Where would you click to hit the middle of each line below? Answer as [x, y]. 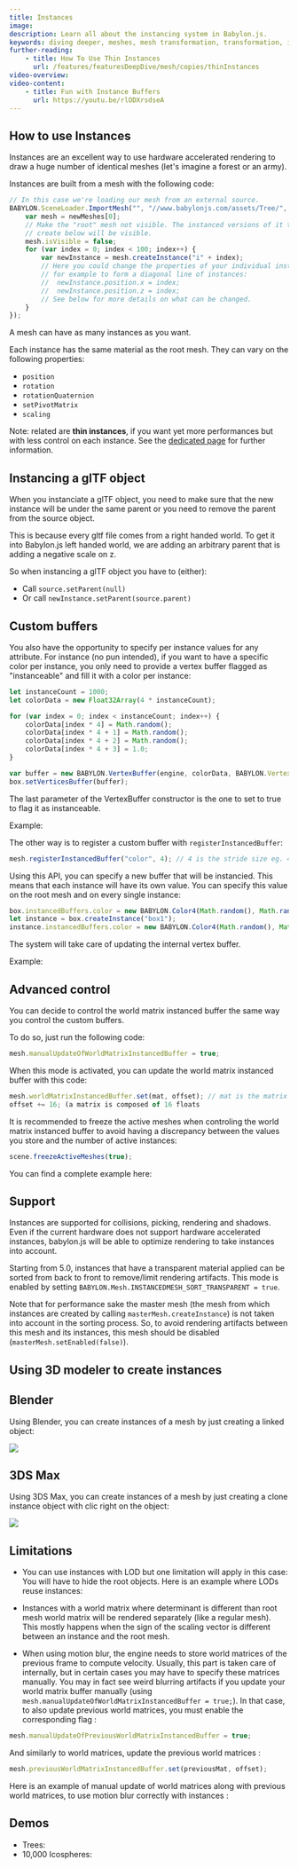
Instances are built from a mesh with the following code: [112, 184]
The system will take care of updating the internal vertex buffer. [125, 944]
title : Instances [41, 17]
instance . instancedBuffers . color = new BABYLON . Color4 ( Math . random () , [142, 927]
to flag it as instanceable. [55, 808]
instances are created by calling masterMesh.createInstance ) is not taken [142, 1313]
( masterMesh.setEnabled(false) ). [69, 1342]
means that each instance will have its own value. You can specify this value [149, 885]
